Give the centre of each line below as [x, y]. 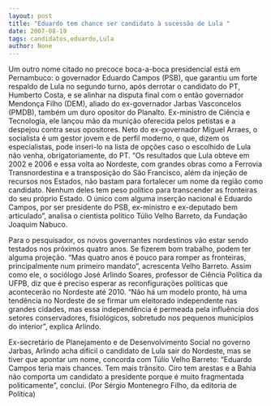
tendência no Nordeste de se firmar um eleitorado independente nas [123, 300]
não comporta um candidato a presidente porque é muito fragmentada [127, 377]
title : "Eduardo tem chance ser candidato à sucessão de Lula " [119, 24]
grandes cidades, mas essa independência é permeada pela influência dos [134, 309]
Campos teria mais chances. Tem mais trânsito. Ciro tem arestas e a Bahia [132, 368]
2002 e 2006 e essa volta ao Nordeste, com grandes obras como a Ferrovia [135, 164]
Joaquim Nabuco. [38, 225]
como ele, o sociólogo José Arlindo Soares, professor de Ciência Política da [135, 275]
